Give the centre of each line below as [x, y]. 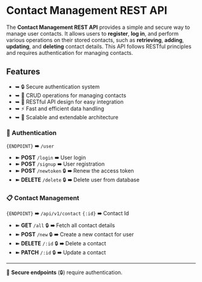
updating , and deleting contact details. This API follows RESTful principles [99, 46]
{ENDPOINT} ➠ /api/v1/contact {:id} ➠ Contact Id [68, 213]
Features [23, 72]
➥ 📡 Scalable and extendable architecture [66, 117]
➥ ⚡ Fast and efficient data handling [60, 108]
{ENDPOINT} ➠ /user [30, 146]
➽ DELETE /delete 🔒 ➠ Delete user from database [77, 180]
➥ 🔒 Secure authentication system [57, 86]
